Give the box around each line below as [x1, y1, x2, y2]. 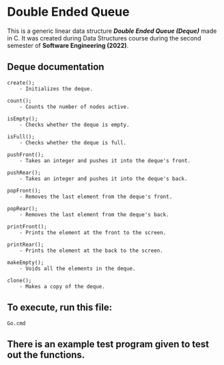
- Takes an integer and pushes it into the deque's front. [19, 157, 191, 164]
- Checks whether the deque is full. [19, 139, 127, 146]
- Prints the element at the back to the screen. [19, 247, 164, 254]
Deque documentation [7, 61, 104, 73]
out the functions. [7, 349, 85, 360]
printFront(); [7, 223, 48, 230]
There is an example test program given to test [7, 338, 210, 350]
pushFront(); [7, 151, 44, 158]
